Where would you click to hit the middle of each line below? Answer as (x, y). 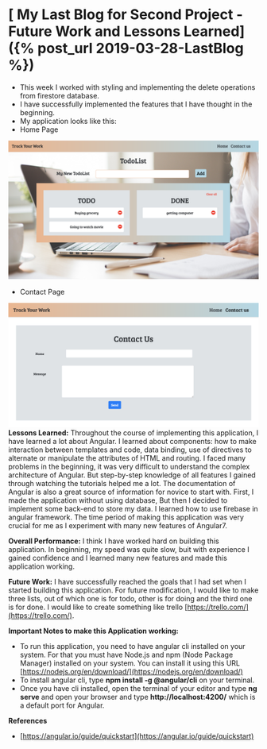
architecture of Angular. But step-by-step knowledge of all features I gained (132, 475)
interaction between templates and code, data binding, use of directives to (130, 450)
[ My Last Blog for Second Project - (126, 15)
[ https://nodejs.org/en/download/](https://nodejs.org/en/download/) (132, 672)
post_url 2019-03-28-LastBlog (140, 48)
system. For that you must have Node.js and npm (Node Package (126, 655)
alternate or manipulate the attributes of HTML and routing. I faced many (127, 458)
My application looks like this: (68, 121)
